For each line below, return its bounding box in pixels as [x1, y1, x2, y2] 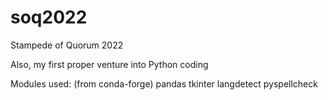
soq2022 [10, 6, 88, 29]
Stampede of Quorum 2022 [10, 39, 124, 51]
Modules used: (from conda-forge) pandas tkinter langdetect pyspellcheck [10, 77, 318, 90]
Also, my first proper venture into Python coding [10, 58, 209, 70]
